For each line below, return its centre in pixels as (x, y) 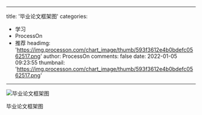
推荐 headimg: (33, 43)
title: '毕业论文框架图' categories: (47, 16)
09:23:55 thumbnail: (40, 63)
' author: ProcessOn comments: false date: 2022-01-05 (109, 56)
